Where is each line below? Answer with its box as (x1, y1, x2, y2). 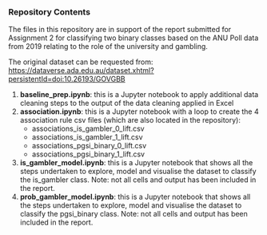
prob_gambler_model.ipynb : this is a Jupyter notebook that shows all (19, 192, 251, 202)
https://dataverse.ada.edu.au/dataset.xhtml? (8, 66, 154, 75)
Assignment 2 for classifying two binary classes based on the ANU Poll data (8, 33, 259, 43)
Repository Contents (8, 6, 90, 18)
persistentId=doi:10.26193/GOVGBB (8, 75, 126, 84)
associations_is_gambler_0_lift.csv (31, 124, 145, 134)
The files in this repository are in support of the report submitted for (8, 25, 232, 34)
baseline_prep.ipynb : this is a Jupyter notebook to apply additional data (19, 90, 259, 99)
